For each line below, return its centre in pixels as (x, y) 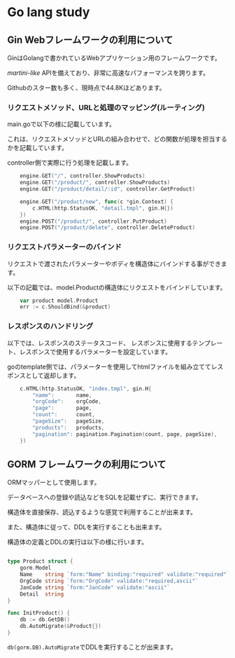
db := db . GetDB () (45, 620)
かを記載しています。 (38, 148)
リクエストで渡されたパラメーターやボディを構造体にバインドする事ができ (114, 263)
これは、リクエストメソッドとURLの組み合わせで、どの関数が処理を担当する (117, 139)
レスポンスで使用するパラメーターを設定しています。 (95, 352)
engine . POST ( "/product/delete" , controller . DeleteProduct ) (108, 228)
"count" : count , (64, 415)
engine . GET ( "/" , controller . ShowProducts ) (83, 176)
